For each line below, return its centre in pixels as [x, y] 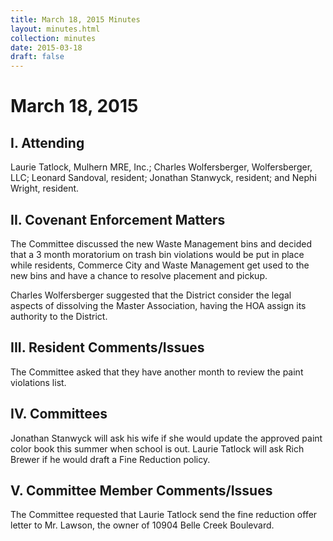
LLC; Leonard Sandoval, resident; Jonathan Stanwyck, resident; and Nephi [163, 178]
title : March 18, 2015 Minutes [75, 19]
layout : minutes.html [55, 29]
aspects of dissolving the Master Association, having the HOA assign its [158, 305]
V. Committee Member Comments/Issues [141, 490]
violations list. [38, 382]
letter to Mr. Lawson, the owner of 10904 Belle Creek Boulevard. [142, 525]
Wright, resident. [45, 188]
